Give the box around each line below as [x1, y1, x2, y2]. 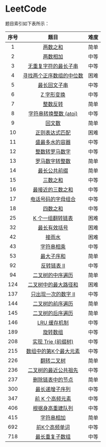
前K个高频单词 [36, 424, 70, 431]
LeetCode [5, 3, 47, 15]
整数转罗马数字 [35, 148, 71, 155]
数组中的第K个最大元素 [26, 348, 80, 355]
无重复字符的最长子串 [28, 62, 79, 69]
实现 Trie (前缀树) [32, 338, 74, 345]
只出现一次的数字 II [31, 290, 75, 297]
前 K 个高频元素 [35, 395, 71, 402]
